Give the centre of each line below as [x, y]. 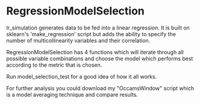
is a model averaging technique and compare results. [72, 94]
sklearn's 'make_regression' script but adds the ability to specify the [91, 34]
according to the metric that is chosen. [54, 65]
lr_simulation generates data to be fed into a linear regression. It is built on [98, 28]
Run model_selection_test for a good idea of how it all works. [82, 76]
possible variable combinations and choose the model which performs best [100, 58]
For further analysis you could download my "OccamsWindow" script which [100, 88]
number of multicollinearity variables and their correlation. [78, 40]
